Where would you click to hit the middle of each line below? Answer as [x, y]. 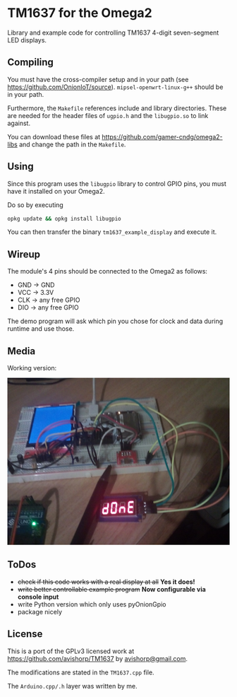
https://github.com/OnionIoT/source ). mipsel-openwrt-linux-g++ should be [115, 87]
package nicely [39, 611]
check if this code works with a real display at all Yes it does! [106, 582]
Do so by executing [35, 205]
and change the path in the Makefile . [72, 144]
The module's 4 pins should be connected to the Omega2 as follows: [108, 271]
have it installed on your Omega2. [56, 191]
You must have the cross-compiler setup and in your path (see [98, 79]
